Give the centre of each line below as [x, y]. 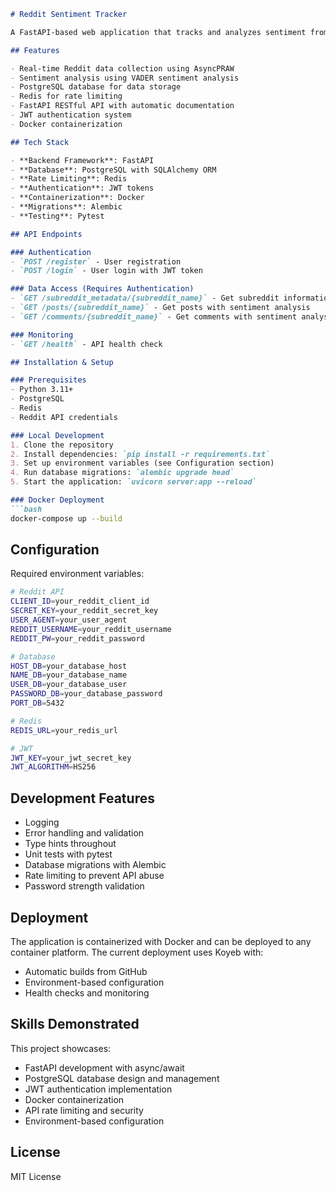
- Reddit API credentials [64, 417]
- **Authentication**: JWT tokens [82, 188]
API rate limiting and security [84, 1110]
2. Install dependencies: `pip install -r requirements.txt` [140, 454]
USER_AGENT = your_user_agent [69, 620]
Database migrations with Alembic [95, 865]
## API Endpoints [46, 234]
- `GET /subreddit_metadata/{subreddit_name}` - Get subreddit [145, 298]
